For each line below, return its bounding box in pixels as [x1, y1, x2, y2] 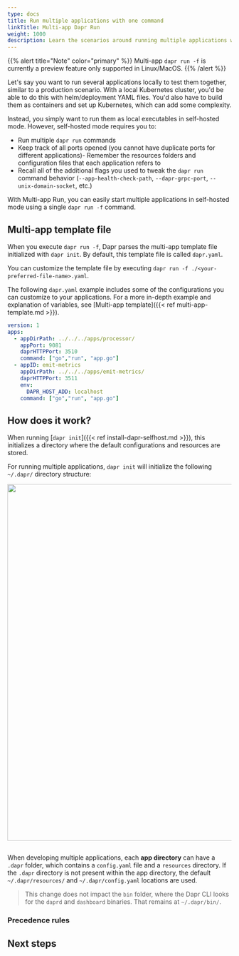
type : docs [7, 10, 40, 18]
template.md [7, 307, 45, 316]
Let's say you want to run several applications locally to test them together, [7, 78, 228, 86]
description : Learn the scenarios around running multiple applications [7, 37, 228, 44]
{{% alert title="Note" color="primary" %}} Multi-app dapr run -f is [7, 56, 206, 65]
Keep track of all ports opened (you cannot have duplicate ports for [17, 143, 216, 152]
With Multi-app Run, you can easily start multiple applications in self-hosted [7, 195, 230, 204]
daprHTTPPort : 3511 [20, 375, 78, 382]
